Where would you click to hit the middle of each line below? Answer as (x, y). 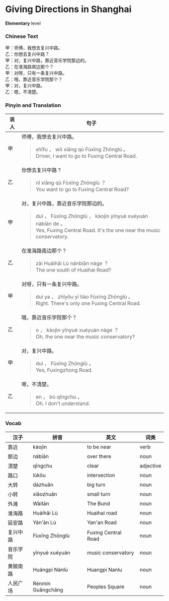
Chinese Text (22, 36)
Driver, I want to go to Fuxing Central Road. (86, 156)
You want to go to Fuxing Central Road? (82, 189)
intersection (101, 475)
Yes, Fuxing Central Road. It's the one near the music (98, 230)
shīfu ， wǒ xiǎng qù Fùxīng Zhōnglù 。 (82, 149)
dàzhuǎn (43, 485)
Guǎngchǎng (48, 589)
